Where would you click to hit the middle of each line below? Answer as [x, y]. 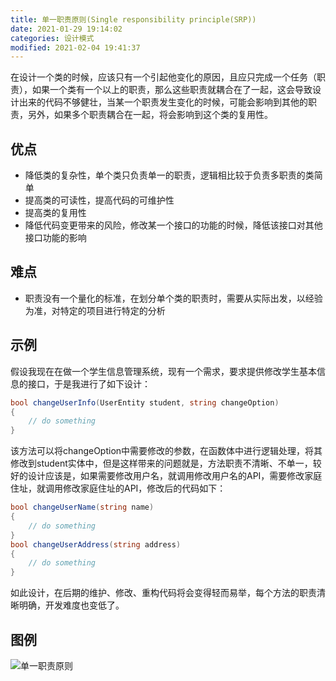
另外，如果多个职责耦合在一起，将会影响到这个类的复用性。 [150, 115]
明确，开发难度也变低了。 [71, 605]
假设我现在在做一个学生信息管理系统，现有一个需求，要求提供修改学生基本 [163, 371]
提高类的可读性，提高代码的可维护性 [99, 200]
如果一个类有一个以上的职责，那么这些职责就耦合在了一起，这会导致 [172, 90]
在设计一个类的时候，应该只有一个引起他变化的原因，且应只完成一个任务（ [163, 77]
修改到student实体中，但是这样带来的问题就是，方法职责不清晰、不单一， [161, 463]
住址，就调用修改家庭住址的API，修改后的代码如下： [118, 488]
